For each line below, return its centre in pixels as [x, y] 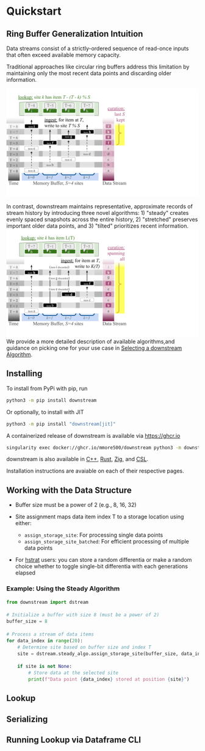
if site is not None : [45, 667]
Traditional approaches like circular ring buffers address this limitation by [98, 67]
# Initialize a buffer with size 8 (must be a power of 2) [83, 615]
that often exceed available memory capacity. [63, 55]
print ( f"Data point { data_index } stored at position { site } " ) [109, 680]
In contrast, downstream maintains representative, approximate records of [100, 206]
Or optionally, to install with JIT [45, 412]
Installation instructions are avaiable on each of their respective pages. [95, 471]
